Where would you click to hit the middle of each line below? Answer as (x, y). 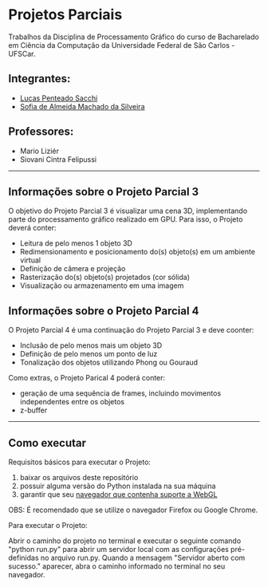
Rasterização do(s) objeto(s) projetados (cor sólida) (104, 278)
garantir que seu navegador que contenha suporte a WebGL (118, 494)
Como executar (47, 443)
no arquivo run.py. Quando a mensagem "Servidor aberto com (143, 557)
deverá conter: (32, 228)
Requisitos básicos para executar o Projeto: (80, 462)
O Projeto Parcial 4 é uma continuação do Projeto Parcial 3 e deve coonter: (131, 330)
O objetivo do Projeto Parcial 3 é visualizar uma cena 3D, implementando (128, 211)
